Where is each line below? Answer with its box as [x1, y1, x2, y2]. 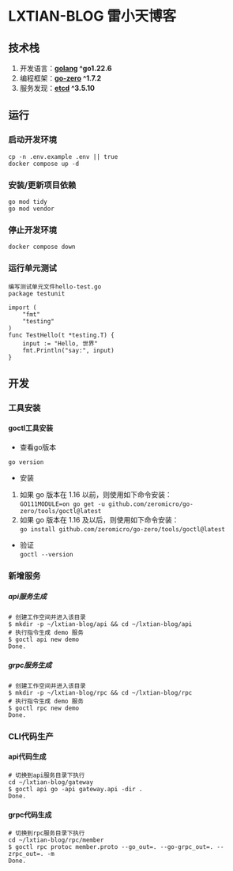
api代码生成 [8, 752, 47, 761]
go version [8, 458, 44, 466]
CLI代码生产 [8, 730, 54, 741]
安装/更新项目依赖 [8, 179, 77, 190]
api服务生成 [8, 591, 47, 601]
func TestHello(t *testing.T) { [8, 331, 115, 339]
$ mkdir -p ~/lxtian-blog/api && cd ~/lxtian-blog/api [8, 620, 193, 628]
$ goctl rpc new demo [8, 704, 80, 712]
